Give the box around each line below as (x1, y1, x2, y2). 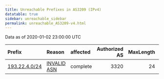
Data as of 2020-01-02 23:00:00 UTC (5, 34, 82, 40)
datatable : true (5, 12, 38, 17)
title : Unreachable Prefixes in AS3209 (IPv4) (5, 7, 102, 12)
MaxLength (128, 49, 155, 56)
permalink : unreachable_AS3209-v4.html (5, 20, 86, 26)
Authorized (97, 46, 123, 53)
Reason (46, 49, 65, 56)
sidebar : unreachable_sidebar (5, 16, 67, 21)
